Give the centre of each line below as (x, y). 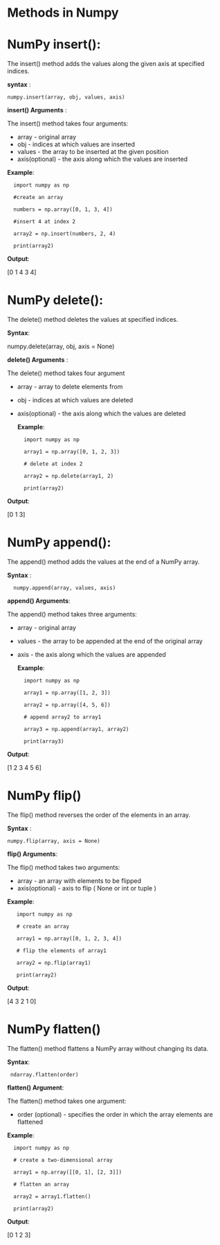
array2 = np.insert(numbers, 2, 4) (65, 234)
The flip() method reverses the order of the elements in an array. (99, 815)
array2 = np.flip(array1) (54, 963)
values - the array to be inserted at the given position (93, 152)
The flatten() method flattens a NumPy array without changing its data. (108, 1048)
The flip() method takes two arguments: (64, 867)
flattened (30, 1122)
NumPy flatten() (54, 1030)
